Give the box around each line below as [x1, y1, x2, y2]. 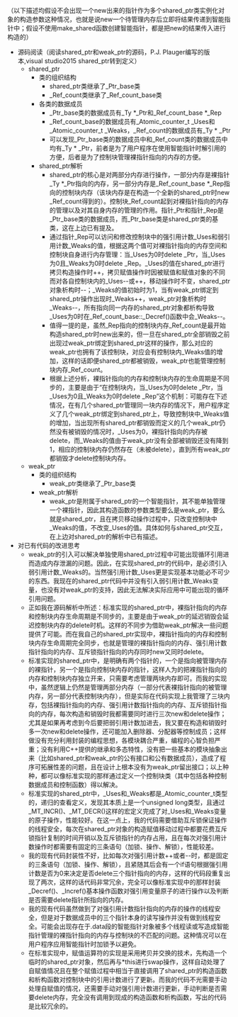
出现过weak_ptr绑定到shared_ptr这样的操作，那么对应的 [49, 339, 214, 347]
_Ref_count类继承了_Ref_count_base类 [49, 91, 163, 99]
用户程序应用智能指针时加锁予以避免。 [28, 940, 140, 948]
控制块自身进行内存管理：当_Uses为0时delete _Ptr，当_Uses [49, 250, 225, 259]
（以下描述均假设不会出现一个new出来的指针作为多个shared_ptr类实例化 [7, 6, 219, 14]
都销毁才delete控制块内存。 [49, 454, 130, 462]
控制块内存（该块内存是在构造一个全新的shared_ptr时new [62, 189, 230, 196]
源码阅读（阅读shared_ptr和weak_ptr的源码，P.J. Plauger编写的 [17, 48, 204, 56]
